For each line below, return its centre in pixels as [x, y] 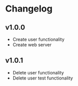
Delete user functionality [38, 72]
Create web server [32, 45]
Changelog [29, 9]
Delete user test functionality [43, 78]
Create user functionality [38, 39]
